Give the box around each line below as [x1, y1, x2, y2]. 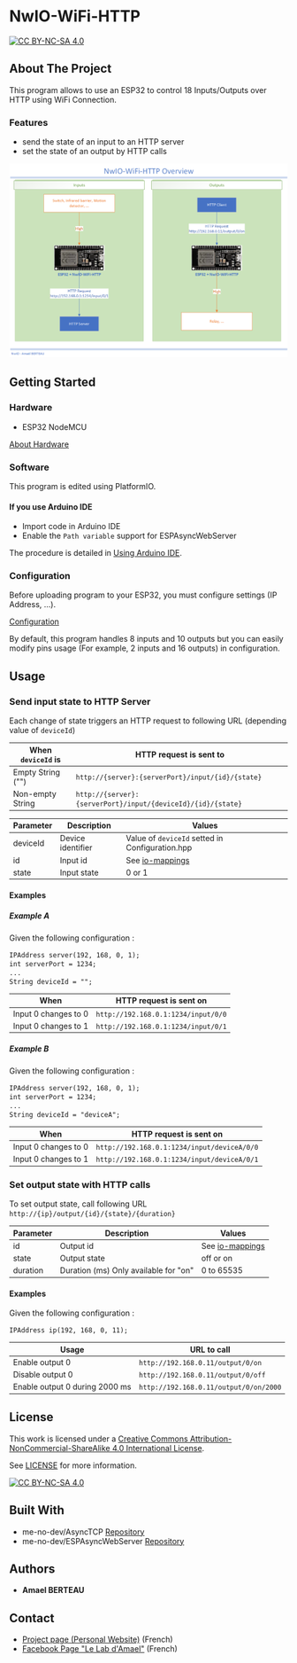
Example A [9, 910, 50, 921]
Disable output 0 [12, 1370, 73, 1380]
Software [9, 461, 50, 473]
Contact [9, 1611, 55, 1626]
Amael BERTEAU [21, 1585, 85, 1596]
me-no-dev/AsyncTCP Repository [21, 1526, 145, 1537]
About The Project [9, 61, 112, 76]
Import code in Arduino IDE [21, 521, 121, 532]
